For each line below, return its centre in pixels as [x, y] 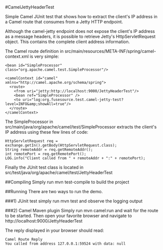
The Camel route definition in [34, 51]
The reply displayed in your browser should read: [55, 230]
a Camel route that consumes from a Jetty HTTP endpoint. [64, 22]
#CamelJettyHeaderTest [30, 7]
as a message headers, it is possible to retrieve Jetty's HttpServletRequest [80, 37]
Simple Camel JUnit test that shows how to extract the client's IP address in [81, 16]
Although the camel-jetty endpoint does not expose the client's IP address [80, 31]
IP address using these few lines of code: [47, 132]
